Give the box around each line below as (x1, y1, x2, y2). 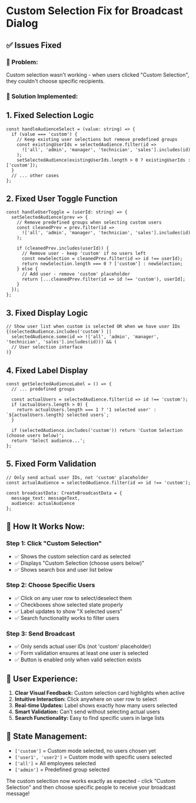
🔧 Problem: (6, 58, 38, 66)
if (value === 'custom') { (11, 131, 78, 137)
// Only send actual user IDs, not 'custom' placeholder (6, 474, 149, 480)
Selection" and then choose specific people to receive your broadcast (6, 784, 176, 791)
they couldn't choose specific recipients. (6, 77, 105, 84)
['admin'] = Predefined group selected (14, 766, 110, 773)
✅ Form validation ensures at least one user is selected (14, 650, 149, 657)
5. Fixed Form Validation (6, 459, 97, 469)
